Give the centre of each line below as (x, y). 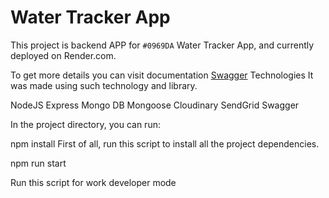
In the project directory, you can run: (85, 124)
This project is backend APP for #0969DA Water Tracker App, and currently (162, 45)
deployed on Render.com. (63, 55)
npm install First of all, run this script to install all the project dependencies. (165, 143)
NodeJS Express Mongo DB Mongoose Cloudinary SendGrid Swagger (155, 105)
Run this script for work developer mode (93, 182)
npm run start (38, 163)
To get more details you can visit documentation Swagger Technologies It (162, 75)
